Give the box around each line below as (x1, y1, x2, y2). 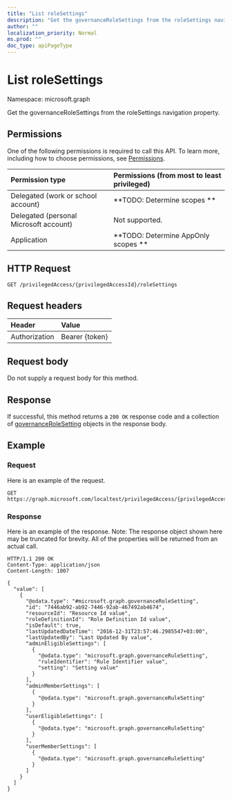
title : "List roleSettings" (7, 10, 88, 17)
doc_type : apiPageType (7, 42, 72, 49)
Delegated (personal (10, 210, 77, 220)
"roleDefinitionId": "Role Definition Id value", (25, 616, 171, 623)
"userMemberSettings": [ (25, 743, 97, 750)
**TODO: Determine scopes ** (113, 195, 216, 205)
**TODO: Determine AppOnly (113, 230, 210, 240)
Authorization (10, 332, 55, 342)
